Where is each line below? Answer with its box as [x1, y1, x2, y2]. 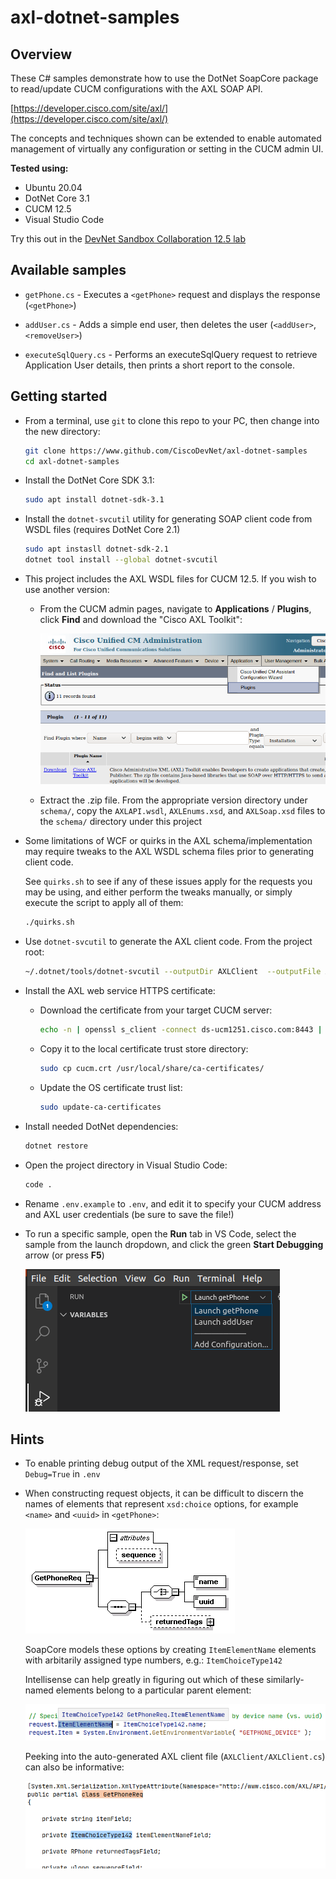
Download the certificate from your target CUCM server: [39, 1004, 273, 1016]
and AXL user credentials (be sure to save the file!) [24, 1208, 235, 1220]
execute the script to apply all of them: [24, 897, 184, 909]
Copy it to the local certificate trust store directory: [39, 1043, 249, 1055]
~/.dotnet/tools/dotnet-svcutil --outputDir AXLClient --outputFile [24, 967, 322, 977]
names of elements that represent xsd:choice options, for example [24, 1498, 299, 1510]
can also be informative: [24, 1761, 125, 1773]
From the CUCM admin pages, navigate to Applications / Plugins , [39, 603, 312, 615]
